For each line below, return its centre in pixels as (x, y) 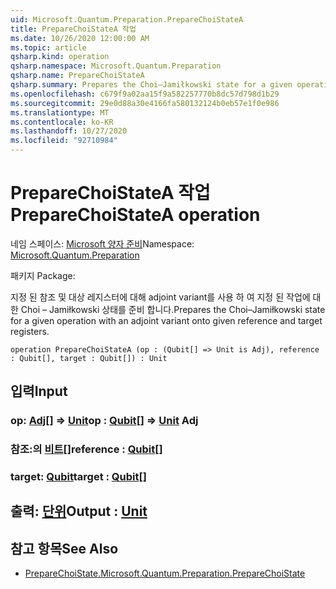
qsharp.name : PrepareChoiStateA (77, 76)
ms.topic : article (48, 47)
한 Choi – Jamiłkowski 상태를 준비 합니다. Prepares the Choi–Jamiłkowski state (168, 309)
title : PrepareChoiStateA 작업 (73, 29)
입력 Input (39, 391)
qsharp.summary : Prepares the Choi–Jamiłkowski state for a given (151, 85)
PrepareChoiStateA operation (135, 215)
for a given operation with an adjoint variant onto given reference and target (166, 320)
